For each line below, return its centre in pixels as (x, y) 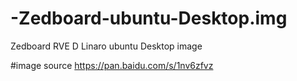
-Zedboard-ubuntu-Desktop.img (149, 18)
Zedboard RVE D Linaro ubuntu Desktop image (106, 46)
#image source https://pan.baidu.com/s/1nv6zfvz (112, 65)
